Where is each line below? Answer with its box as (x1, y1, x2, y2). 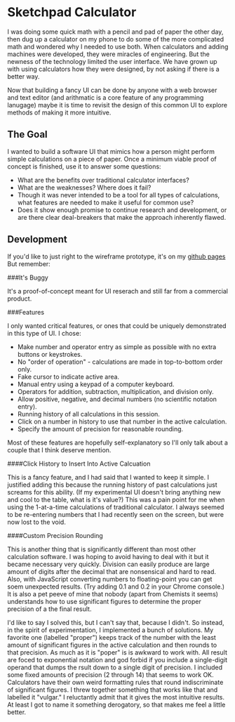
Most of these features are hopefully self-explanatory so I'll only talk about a (7, 438, 228, 447)
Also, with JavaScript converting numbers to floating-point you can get (7, 575, 213, 583)
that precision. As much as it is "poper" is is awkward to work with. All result (7, 648, 228, 657)
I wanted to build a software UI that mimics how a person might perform (7, 147, 215, 155)
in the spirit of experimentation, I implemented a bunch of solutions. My (7, 626, 214, 634)
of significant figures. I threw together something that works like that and (7, 685, 218, 694)
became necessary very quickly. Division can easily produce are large (7, 560, 210, 568)
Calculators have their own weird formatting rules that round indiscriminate (7, 678, 224, 686)
